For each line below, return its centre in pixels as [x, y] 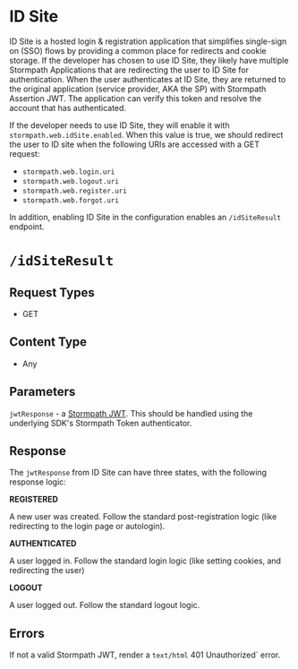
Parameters [43, 392]
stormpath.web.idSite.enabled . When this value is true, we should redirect [146, 134]
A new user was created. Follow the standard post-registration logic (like [143, 517]
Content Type [48, 342]
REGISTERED [34, 500]
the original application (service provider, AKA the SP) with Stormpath [138, 89]
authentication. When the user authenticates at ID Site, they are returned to [148, 79]
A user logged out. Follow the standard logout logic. [105, 605]
